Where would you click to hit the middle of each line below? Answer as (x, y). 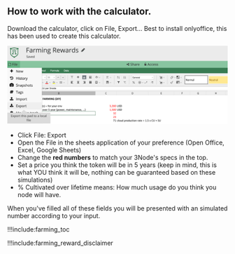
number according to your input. (54, 216)
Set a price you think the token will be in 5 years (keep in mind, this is (117, 165)
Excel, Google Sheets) (49, 150)
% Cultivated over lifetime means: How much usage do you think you (117, 187)
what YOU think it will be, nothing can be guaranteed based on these (116, 173)
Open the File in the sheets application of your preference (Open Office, (121, 142)
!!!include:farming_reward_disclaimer (60, 243)
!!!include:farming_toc (38, 229)
